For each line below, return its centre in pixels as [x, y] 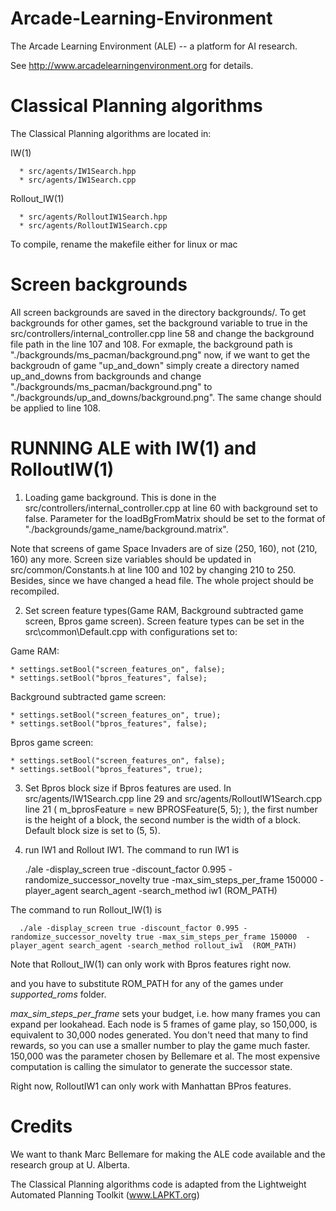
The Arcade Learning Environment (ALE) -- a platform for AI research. [154, 46]
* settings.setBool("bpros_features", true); [106, 769]
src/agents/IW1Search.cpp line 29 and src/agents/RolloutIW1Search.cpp [173, 798]
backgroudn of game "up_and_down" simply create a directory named [155, 365]
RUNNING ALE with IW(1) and [133, 448]
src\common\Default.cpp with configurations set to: [131, 631]
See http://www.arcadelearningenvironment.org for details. [132, 65]
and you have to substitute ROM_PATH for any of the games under [147, 983]
